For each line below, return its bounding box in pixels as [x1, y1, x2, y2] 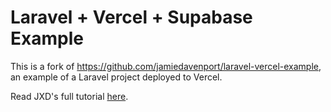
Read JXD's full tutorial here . [10, 90, 129, 102]
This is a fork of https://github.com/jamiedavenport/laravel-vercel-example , [10, 60, 322, 72]
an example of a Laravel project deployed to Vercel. [10, 71, 223, 83]
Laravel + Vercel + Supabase [10, 6, 253, 29]
